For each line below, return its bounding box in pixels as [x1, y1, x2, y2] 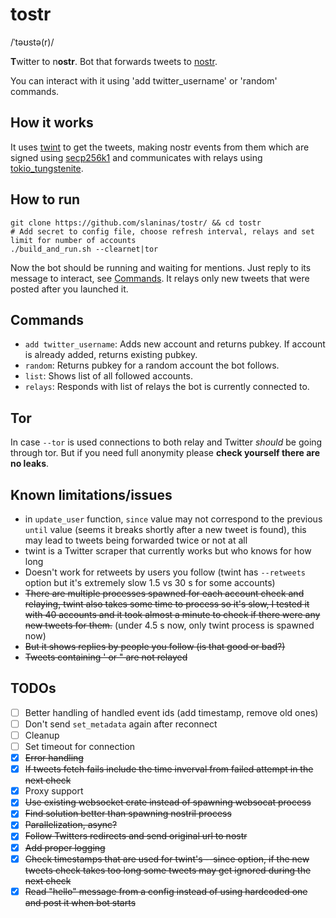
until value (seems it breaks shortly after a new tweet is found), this [24, 524, 307, 535]
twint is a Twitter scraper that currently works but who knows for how [24, 545, 312, 557]
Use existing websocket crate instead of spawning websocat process [24, 796, 312, 808]
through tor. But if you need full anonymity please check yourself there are [10, 447, 320, 459]
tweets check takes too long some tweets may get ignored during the [24, 864, 312, 876]
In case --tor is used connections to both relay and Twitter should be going [10, 436, 323, 448]
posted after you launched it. [10, 283, 129, 295]
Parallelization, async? [24, 819, 118, 831]
